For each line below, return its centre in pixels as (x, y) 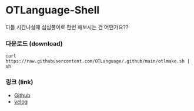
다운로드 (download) (34, 43)
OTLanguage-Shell (53, 10)
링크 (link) (19, 82)
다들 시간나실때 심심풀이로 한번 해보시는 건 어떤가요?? (67, 27)
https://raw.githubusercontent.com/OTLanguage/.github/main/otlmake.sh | (98, 61)
